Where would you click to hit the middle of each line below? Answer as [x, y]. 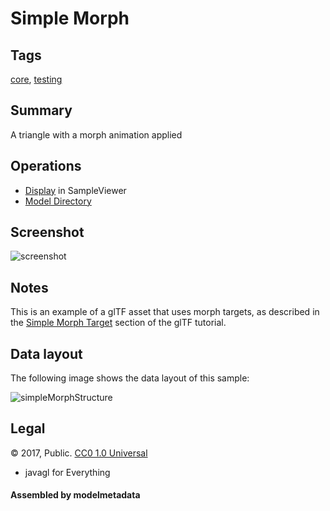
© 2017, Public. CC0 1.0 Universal [79, 453]
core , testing [36, 79]
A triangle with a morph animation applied [96, 134]
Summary [41, 110]
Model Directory [58, 201]
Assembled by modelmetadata [75, 495]
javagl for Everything [67, 472]
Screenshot [47, 232]
